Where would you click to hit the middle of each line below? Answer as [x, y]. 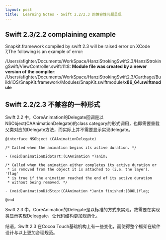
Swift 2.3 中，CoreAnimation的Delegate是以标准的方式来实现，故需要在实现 [83, 210]
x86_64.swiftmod [143, 82]
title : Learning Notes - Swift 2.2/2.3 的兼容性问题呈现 [63, 14]
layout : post [19, 10]
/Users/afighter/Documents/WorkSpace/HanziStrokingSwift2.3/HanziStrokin [83, 61]
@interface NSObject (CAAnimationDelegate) [51, 139]
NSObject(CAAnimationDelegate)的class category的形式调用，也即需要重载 [83, 123]
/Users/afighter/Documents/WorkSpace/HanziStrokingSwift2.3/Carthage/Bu [83, 77]
